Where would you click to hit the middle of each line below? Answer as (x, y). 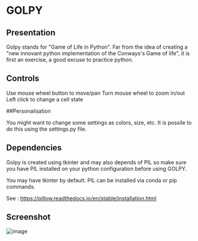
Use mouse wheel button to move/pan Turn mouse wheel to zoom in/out (95, 93)
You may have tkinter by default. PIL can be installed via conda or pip (91, 180)
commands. (21, 186)
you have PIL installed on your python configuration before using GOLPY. (97, 168)
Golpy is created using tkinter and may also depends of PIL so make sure (97, 162)
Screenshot (28, 217)
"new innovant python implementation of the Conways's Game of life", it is (98, 53)
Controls (23, 79)
